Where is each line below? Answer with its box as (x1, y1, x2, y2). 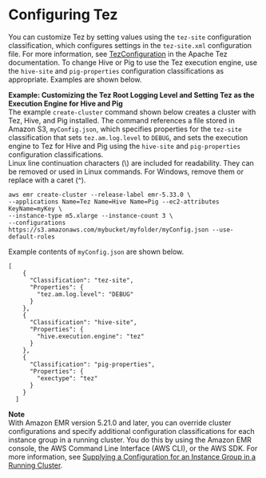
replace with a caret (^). (8, 175, 86, 185)
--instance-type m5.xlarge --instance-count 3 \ (8, 211, 173, 219)
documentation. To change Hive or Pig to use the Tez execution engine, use (8, 58, 258, 67)
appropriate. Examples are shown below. (8, 74, 142, 84)
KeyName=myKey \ (8, 204, 62, 213)
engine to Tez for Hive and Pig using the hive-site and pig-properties (8, 141, 241, 151)
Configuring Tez (8, 6, 118, 24)
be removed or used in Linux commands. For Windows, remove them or (8, 167, 244, 176)
